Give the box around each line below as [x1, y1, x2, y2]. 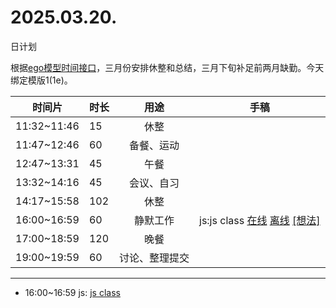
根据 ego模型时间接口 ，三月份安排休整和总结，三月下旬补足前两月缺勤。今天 [10, 61, 325, 73]
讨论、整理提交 [118, 251, 190, 265]
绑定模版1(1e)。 [10, 74, 73, 86]
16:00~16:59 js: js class [24, 286, 121, 298]
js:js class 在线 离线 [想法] [199, 213, 321, 227]
